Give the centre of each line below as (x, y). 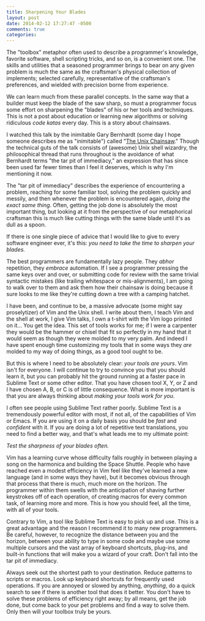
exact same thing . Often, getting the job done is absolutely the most (92, 205)
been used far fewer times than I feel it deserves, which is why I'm (90, 167)
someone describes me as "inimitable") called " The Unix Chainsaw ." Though (103, 141)
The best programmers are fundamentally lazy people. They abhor (90, 262)
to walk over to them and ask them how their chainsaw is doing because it (100, 288)
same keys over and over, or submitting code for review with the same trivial (102, 275)
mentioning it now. (30, 174)
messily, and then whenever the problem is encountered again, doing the (98, 199)
